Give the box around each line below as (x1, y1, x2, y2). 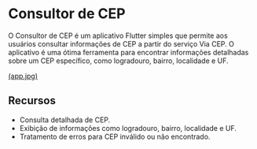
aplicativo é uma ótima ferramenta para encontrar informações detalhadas (8, 47, 249, 57)
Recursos (8, 94, 57, 107)
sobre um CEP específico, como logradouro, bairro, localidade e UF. (8, 56, 229, 65)
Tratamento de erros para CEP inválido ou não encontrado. (19, 132, 211, 141)
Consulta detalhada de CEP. (19, 115, 111, 125)
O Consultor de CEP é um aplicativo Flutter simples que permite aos (8, 31, 228, 40)
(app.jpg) (8, 71, 38, 80)
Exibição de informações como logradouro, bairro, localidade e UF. (19, 123, 237, 132)
